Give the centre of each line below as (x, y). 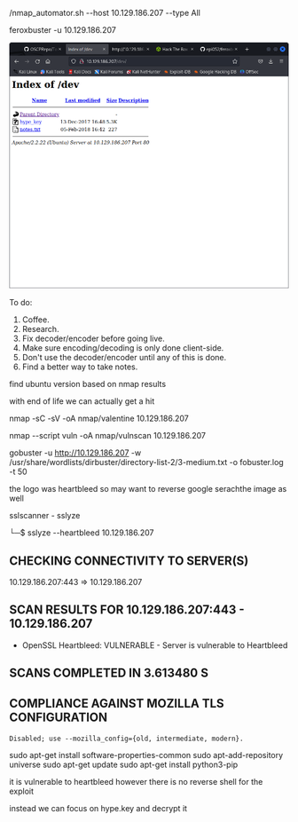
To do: (21, 303)
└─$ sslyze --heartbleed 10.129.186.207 (82, 533)
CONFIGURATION (59, 717)
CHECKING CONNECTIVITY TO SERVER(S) (129, 561)
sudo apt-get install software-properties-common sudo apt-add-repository (146, 755)
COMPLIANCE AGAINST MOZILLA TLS (117, 703)
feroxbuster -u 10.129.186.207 (63, 30)
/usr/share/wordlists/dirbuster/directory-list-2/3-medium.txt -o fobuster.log (146, 462)
